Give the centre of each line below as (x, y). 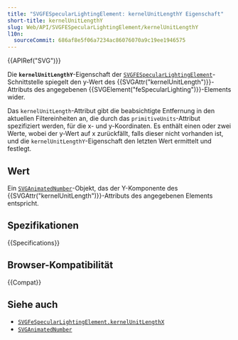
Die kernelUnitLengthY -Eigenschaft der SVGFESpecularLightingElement (110, 75)
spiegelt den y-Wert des (80, 82)
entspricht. (23, 203)
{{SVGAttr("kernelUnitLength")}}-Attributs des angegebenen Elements (110, 196)
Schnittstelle (26, 82)
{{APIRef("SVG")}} (34, 60)
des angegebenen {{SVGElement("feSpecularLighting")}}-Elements (132, 90)
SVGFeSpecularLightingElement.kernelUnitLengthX (91, 322)
